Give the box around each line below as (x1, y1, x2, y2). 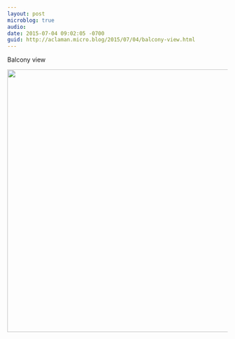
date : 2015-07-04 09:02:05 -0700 (7, 29, 105, 37)
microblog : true (7, 17, 55, 24)
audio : (7, 23, 27, 30)
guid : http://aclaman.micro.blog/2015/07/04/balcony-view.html (7, 36, 196, 43)
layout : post (7, 10, 45, 18)
